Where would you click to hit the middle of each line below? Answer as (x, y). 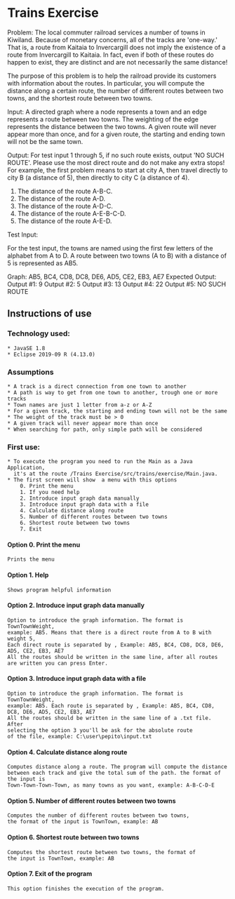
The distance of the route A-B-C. (65, 191)
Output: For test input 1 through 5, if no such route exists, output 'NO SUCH (116, 155)
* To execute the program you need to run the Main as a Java (100, 462)
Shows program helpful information (59, 590)
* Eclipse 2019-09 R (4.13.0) (52, 354)
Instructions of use (50, 314)
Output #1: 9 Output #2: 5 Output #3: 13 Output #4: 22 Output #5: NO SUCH (117, 284)
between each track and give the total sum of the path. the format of (114, 773)
